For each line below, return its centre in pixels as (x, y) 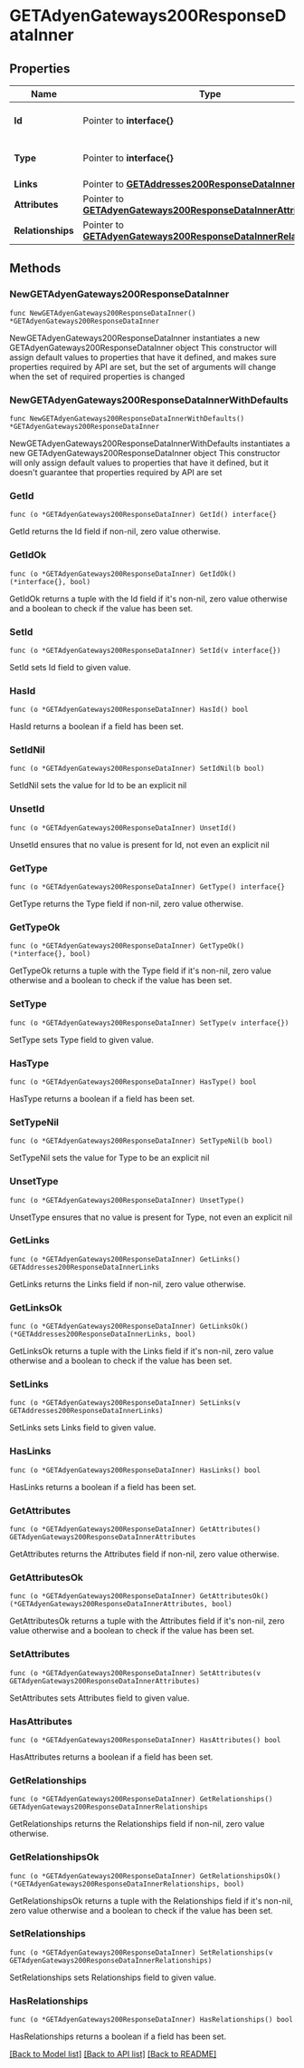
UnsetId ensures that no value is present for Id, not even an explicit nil (139, 844)
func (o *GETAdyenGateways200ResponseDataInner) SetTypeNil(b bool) (141, 1141)
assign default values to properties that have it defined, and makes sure (143, 357)
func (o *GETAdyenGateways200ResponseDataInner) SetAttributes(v (135, 1673)
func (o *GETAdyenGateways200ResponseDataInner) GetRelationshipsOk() (145, 1876)
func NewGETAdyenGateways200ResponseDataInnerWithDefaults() (127, 418)
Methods (35, 268)
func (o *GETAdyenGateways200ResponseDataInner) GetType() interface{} (147, 887)
